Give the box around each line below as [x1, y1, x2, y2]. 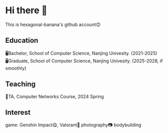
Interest [5, 108, 31, 117]
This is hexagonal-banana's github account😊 [5, 21, 101, 28]
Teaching [5, 80, 36, 89]
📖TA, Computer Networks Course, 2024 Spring [5, 93, 104, 99]
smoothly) [5, 65, 26, 71]
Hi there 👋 [5, 5, 47, 16]
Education [5, 36, 39, 45]
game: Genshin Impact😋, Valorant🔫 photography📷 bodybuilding [5, 122, 142, 128]
